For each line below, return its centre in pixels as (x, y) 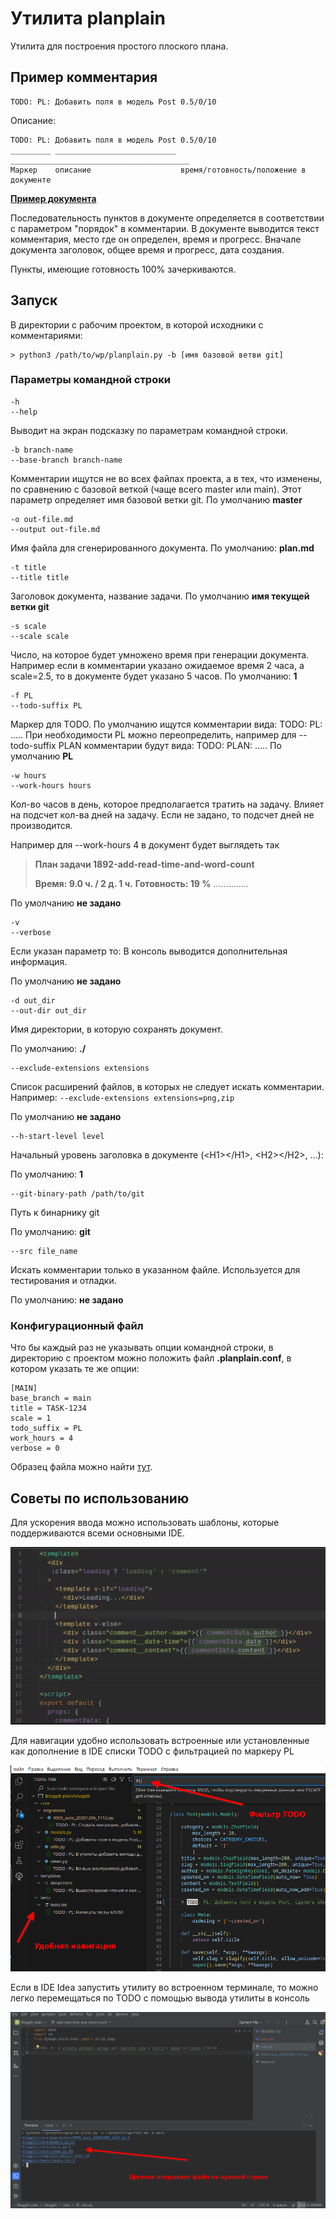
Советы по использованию (100, 1498)
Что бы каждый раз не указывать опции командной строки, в (142, 1348)
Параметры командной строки (90, 380)
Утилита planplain (88, 18)
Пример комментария (84, 77)
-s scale (28, 626)
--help (24, 412)
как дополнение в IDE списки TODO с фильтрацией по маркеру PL (152, 1751)
